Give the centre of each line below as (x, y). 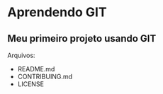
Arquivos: (21, 55)
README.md (36, 69)
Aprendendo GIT (57, 12)
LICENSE (31, 84)
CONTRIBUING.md (45, 76)
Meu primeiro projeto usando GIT (82, 39)
